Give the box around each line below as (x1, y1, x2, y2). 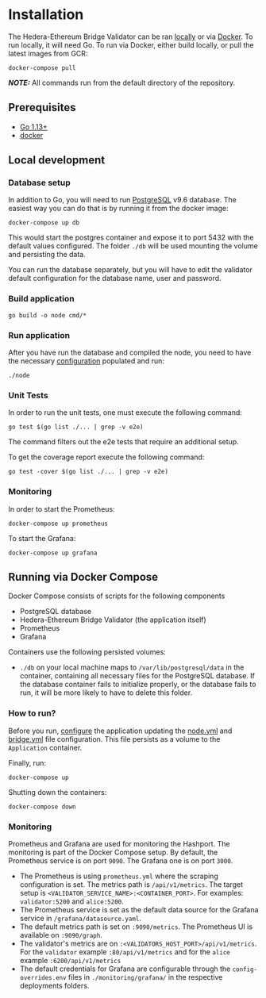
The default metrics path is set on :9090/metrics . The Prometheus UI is (19, 922, 253, 931)
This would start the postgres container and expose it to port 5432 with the (8, 232, 254, 243)
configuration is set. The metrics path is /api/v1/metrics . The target (19, 880, 244, 889)
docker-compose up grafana (8, 549, 98, 557)
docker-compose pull (8, 63, 77, 72)
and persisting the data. (8, 250, 86, 259)
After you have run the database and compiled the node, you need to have (8, 347, 252, 358)
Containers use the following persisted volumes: (8, 647, 167, 657)
